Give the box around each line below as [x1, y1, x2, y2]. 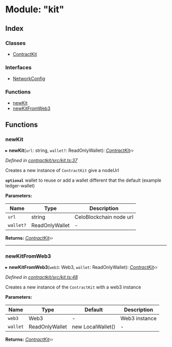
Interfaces [5, 64, 32, 71]
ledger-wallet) [5, 183, 35, 189]
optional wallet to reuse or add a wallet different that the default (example [5, 177, 162, 183]
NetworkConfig [12, 75, 46, 82]
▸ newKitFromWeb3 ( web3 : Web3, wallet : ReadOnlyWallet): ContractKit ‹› [5, 264, 158, 271]
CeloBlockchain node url [74, 214, 134, 221]
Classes [5, 40, 26, 47]
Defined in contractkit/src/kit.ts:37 [5, 158, 78, 164]
